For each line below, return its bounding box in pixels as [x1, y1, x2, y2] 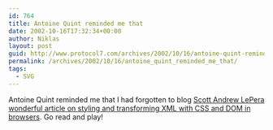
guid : [8, 50, 27, 58]
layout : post [8, 42, 53, 50]
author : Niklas [8, 34, 60, 43]
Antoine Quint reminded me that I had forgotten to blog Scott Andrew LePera [8, 94, 265, 104]
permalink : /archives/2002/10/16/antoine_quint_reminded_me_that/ [8, 58, 238, 66]
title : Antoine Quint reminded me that [8, 19, 144, 28]
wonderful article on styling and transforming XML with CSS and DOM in [8, 103, 251, 113]
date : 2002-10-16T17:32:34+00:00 [8, 27, 122, 35]
